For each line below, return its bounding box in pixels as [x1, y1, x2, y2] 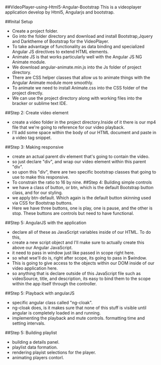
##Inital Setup [5, 19, 33, 24]
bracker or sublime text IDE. [12, 101, 68, 106]
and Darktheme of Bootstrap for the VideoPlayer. [12, 38, 110, 44]
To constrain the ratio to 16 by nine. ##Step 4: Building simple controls [12, 179, 152, 185]
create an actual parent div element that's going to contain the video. [12, 154, 150, 159]
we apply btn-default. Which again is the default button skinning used [12, 195, 151, 201]
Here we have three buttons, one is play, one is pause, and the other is [12, 205, 153, 211]
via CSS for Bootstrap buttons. [12, 200, 73, 206]
